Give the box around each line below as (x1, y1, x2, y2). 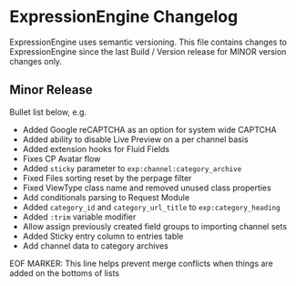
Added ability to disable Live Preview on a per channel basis (22, 134, 249, 145)
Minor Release (9, 82, 93, 97)
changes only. (9, 56, 62, 66)
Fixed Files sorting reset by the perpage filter (22, 172, 192, 183)
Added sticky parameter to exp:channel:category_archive (22, 162, 242, 174)
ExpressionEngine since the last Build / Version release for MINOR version (9, 46, 287, 56)
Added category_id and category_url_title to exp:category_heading (22, 201, 281, 212)
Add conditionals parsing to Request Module (22, 191, 189, 202)
